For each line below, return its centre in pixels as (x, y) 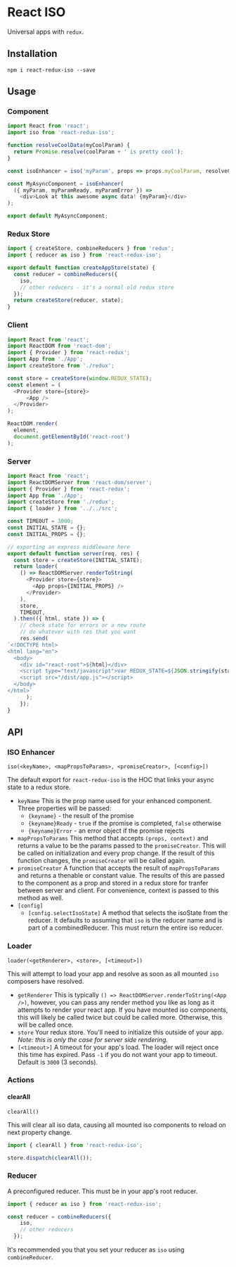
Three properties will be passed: (64, 808)
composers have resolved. (46, 981)
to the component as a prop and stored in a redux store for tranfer (113, 883)
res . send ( (34, 639)
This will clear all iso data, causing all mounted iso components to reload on (117, 1124)
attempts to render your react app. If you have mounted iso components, (123, 1010)
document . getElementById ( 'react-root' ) (72, 436)
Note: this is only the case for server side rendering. (93, 1039)
